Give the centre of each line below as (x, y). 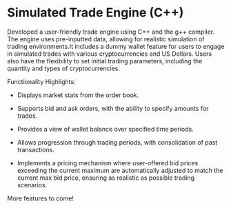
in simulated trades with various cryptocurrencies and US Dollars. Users (110, 54)
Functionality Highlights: (41, 81)
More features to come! (41, 198)
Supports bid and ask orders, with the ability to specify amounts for (113, 108)
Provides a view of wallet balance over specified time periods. (106, 129)
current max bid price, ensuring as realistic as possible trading (106, 178)
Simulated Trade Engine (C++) (96, 13)
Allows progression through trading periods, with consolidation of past (117, 142)
